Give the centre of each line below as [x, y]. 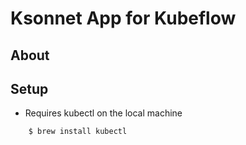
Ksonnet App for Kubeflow [123, 18]
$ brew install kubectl [78, 132]
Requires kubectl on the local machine [103, 113]
